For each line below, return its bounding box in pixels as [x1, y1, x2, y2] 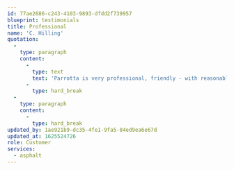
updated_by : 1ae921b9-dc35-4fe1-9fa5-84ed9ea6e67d [7, 126, 157, 133]
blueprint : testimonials [7, 17, 79, 24]
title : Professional [7, 23, 68, 30]
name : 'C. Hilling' [7, 29, 64, 37]
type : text [32, 68, 64, 75]
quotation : [7, 36, 39, 43]
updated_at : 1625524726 [7, 133, 77, 139]
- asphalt [13, 152, 42, 160]
